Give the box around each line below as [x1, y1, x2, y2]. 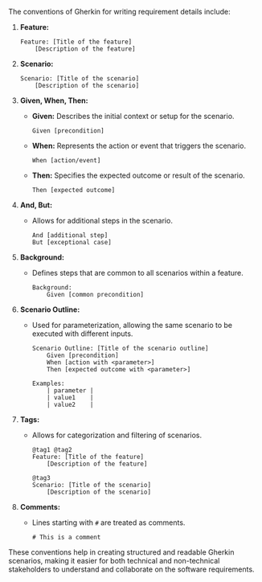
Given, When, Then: [19, 96, 88, 105]
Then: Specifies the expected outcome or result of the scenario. [31, 170, 245, 180]
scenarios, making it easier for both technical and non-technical [8, 556, 220, 565]
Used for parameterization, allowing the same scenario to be [31, 321, 233, 330]
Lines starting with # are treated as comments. [31, 518, 186, 527]
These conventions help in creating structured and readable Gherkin [8, 547, 235, 557]
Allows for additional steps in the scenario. [31, 216, 173, 225]
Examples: [31, 379, 66, 387]
